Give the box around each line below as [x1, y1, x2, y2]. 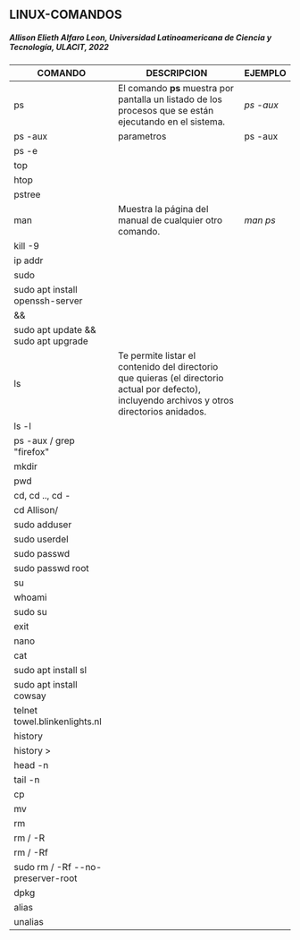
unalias [13, 916, 45, 928]
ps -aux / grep [13, 434, 76, 447]
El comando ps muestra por [117, 82, 235, 95]
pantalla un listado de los [117, 93, 223, 106]
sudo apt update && [13, 324, 96, 337]
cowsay [13, 689, 46, 702]
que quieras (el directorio [117, 372, 224, 384]
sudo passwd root [13, 562, 89, 575]
